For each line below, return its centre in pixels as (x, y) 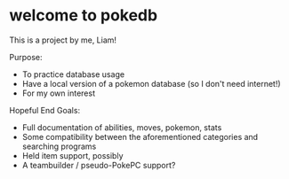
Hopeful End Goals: (45, 110)
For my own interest (59, 93)
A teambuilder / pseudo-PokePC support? (99, 165)
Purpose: (26, 57)
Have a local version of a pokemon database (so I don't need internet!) (152, 83)
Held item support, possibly (72, 155)
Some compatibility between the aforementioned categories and (140, 136)
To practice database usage (73, 74)
